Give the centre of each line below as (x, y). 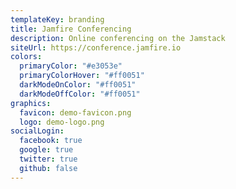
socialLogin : (37, 131)
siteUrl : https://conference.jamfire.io (96, 47)
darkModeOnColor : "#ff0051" (78, 85)
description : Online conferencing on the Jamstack (118, 38)
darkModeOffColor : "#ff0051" (80, 94)
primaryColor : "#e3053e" (71, 66)
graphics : (31, 103)
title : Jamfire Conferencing (71, 29)
